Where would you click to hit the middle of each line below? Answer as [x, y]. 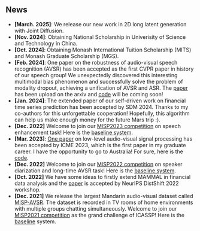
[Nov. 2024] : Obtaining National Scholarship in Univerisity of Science [100, 37]
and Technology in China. [46, 43]
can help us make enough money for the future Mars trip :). [87, 120]
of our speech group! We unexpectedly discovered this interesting [96, 75]
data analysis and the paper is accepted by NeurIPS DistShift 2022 [96, 183]
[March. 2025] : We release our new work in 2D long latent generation [100, 24]
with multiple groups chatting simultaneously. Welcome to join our [96, 208]
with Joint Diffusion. [39, 31]
